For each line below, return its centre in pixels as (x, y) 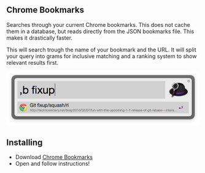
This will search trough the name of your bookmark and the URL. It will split (101, 50)
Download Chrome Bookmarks (54, 157)
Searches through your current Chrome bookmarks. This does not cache (98, 24)
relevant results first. (33, 62)
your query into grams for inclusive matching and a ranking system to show (102, 56)
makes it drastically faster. (39, 38)
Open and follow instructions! (52, 164)
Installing (25, 142)
